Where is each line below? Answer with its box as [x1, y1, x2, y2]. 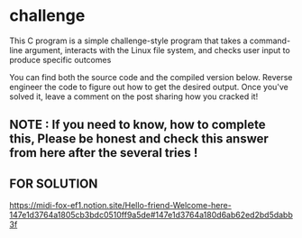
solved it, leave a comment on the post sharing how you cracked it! [9, 91, 259, 102]
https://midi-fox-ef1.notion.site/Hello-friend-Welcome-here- [9, 200, 232, 211]
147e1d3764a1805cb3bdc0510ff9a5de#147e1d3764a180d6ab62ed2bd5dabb [9, 209, 293, 221]
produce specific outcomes [9, 54, 112, 65]
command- [249, 35, 291, 46]
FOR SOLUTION [9, 176, 98, 191]
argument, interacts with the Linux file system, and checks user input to [24, 44, 290, 55]
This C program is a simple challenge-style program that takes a [9, 35, 248, 46]
